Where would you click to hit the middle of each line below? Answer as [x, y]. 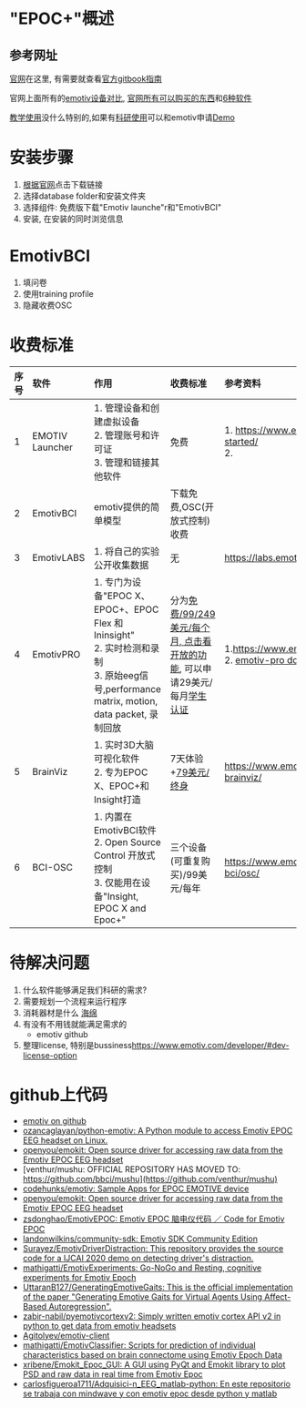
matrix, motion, [126, 700]
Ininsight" [114, 635]
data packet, [121, 714]
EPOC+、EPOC [127, 609]
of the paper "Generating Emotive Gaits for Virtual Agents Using [142, 1296]
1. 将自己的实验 [127, 551]
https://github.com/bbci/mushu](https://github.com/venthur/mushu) [150, 1178]
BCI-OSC [53, 867]
